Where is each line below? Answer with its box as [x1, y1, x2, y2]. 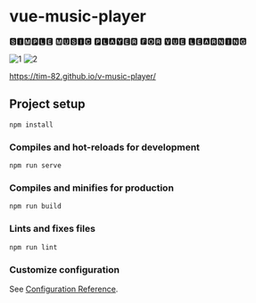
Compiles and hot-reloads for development [9, 141, 201, 153]
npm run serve [9, 161, 62, 170]
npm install [9, 120, 54, 129]
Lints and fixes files [9, 223, 96, 235]
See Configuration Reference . [9, 283, 119, 294]
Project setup [9, 96, 87, 112]
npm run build [9, 202, 62, 211]
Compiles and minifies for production [9, 181, 174, 193]
